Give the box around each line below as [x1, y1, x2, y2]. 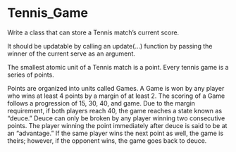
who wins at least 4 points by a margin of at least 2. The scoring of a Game [7, 91, 225, 100]
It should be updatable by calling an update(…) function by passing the [7, 42, 213, 50]
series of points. [7, 70, 54, 79]
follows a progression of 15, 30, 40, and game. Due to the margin [7, 99, 196, 107]
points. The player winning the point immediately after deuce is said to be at [7, 121, 228, 129]
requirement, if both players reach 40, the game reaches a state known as [7, 106, 223, 115]
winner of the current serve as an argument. [7, 49, 136, 58]
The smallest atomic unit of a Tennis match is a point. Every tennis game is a [7, 63, 229, 71]
